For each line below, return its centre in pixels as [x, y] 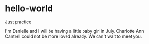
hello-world [29, 8]
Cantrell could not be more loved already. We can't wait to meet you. [74, 36]
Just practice [18, 22]
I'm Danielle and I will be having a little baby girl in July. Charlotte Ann [74, 31]
